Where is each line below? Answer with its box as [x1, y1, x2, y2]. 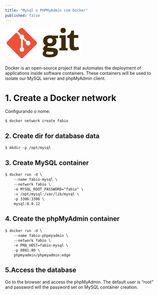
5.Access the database [5, 266, 77, 274]
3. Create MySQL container [5, 159, 89, 167]
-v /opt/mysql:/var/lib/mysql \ [14, 192, 79, 197]
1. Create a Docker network [5, 92, 117, 104]
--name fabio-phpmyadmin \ [14, 233, 69, 238]
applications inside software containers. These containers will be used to [5, 70, 152, 76]
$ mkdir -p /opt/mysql [5, 146, 51, 150]
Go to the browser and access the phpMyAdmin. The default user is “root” [5, 279, 154, 285]
